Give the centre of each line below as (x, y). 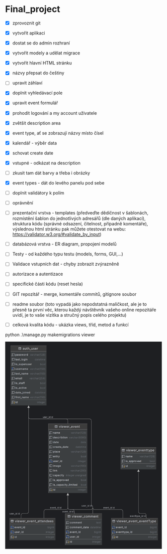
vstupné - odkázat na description (46, 163)
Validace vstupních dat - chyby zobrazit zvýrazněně (66, 264)
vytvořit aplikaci (29, 33)
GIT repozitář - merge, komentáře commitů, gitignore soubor (74, 294)
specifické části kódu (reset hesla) (47, 284)
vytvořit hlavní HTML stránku (42, 63)
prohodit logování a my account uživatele (54, 113)
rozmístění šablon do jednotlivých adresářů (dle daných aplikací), (79, 218)
